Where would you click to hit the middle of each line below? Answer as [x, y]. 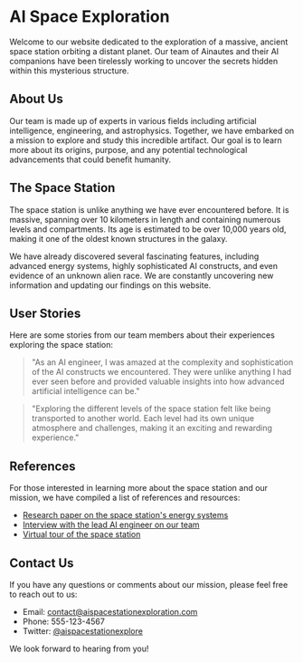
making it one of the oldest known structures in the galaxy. [118, 238]
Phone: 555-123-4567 [64, 621]
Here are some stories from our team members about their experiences [142, 335]
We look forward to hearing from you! [79, 649]
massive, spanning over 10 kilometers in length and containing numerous [145, 219]
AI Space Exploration [90, 17]
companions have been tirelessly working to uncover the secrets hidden [144, 61]
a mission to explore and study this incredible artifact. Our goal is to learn [146, 140]
